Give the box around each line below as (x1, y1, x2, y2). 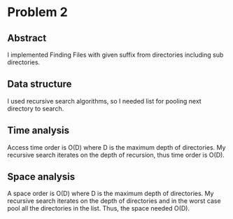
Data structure (7, 78, 72, 90)
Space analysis (7, 171, 76, 183)
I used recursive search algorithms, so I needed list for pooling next (7, 97, 202, 105)
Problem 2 (7, 4, 68, 20)
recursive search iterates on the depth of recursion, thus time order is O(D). (7, 150, 225, 159)
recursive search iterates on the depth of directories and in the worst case (7, 197, 222, 205)
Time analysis (7, 125, 70, 136)
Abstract (7, 32, 47, 44)
